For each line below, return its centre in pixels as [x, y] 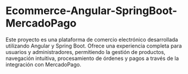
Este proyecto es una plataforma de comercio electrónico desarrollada [92, 39]
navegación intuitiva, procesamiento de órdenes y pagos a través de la [92, 58]
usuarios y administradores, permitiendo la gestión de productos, [86, 52]
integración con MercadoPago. [43, 64]
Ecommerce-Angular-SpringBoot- [92, 11]
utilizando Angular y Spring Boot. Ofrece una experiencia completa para [94, 46]
